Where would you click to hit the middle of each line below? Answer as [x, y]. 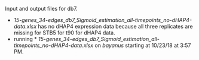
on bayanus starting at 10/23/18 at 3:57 [143, 45]
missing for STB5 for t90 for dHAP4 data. [64, 33]
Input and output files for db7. [41, 9]
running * [25, 39]
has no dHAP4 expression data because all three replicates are [115, 26]
